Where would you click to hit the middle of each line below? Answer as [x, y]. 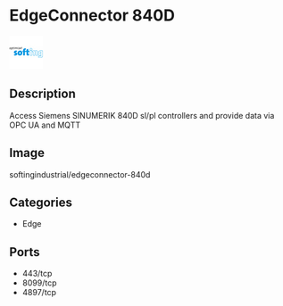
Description [42, 94]
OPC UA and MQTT [45, 125]
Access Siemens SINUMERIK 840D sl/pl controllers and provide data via [142, 115]
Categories [41, 202]
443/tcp [37, 274]
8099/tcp [39, 283]
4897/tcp [39, 293]
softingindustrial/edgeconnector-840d [80, 174]
